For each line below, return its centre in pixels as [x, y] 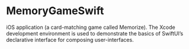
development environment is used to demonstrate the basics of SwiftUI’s [95, 33]
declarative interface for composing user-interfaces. [70, 40]
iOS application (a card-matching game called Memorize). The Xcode [91, 27]
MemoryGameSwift [55, 11]
